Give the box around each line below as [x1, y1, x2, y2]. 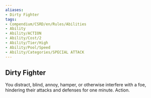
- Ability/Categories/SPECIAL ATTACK [5, 50, 85, 55]
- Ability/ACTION [5, 31, 42, 36]
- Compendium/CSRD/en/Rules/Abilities [5, 21, 87, 27]
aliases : [5, 7, 24, 13]
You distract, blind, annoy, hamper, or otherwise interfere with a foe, [5, 82, 146, 88]
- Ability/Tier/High [5, 40, 49, 45]
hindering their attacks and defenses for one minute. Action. [5, 87, 130, 93]
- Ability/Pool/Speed [5, 45, 51, 50]
